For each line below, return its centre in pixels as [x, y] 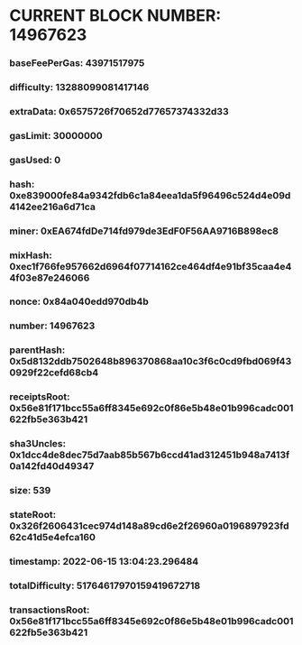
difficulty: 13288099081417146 [79, 88]
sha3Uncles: [37, 444]
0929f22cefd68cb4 [54, 373]
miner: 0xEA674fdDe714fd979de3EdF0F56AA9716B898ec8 [144, 231]
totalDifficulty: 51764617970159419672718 [105, 585]
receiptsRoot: [40, 397]
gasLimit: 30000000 [56, 135]
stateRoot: [33, 515]
